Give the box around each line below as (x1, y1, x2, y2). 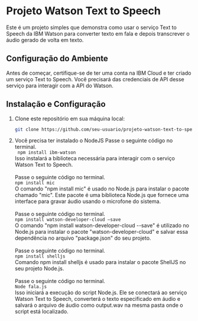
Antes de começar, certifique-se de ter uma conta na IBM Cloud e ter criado (6, 69, 191, 77)
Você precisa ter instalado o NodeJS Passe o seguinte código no (14, 137, 173, 144)
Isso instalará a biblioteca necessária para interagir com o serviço (14, 155, 176, 162)
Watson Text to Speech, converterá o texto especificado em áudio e (14, 295, 181, 303)
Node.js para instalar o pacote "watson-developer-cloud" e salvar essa (14, 228, 188, 236)
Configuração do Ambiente (6, 53, 108, 63)
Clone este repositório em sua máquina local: (14, 115, 125, 122)
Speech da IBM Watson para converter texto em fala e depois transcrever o (6, 30, 190, 37)
